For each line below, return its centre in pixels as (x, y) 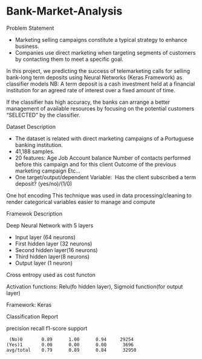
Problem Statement (30, 28)
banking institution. (39, 145)
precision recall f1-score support (47, 328)
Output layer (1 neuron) (44, 263)
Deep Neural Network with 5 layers (50, 225)
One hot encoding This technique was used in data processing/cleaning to (99, 195)
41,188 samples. (35, 151)
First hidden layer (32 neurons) (54, 244)
